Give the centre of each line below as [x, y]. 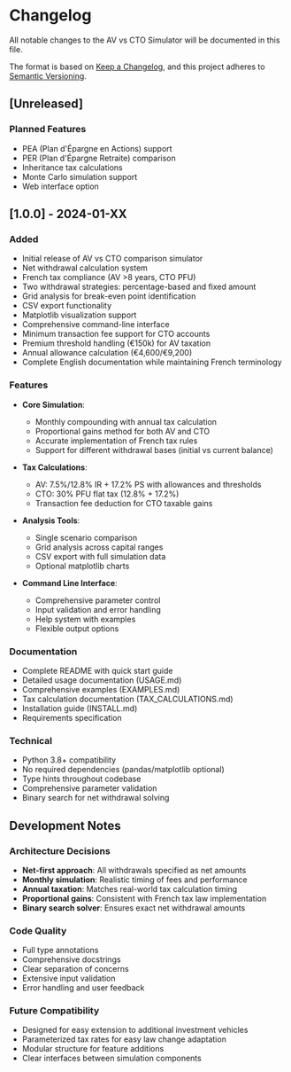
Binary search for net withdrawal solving [96, 798]
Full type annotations [60, 951]
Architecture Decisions [60, 850]
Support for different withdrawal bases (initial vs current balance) [154, 450]
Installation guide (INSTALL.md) [80, 708]
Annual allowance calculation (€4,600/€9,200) [107, 353]
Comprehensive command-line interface [96, 325]
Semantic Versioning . [48, 75]
